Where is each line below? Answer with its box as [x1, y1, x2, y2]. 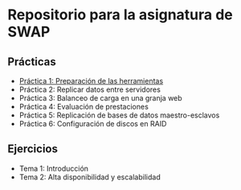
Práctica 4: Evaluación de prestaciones [18, 102, 149, 111]
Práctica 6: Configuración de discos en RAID [18, 119, 167, 128]
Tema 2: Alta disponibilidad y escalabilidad [18, 171, 161, 182]
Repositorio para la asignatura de [7, 6, 234, 24]
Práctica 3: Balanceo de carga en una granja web [18, 93, 182, 102]
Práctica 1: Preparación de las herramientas [18, 76, 164, 85]
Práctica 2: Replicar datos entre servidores [18, 85, 161, 94]
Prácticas [7, 55, 57, 68]
